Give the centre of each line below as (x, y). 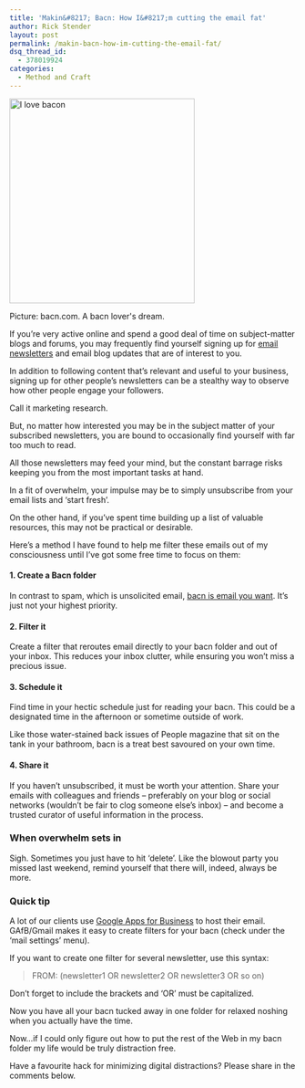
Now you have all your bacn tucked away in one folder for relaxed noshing (149, 1011)
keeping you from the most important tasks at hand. (107, 472)
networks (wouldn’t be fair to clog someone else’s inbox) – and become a (147, 805)
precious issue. (38, 666)
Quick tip (30, 901)
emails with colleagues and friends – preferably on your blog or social (140, 795)
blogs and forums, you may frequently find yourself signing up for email (144, 343)
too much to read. (43, 445)
